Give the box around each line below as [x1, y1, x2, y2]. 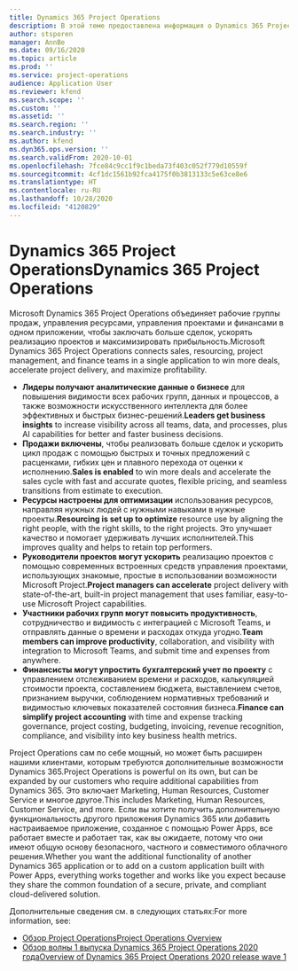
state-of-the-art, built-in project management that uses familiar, [21, 589, 255, 599]
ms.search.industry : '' [9, 129, 98, 137]
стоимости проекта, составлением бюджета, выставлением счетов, [21, 683, 282, 693]
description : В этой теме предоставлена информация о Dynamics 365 [9, 21, 264, 30]
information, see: [9, 915, 71, 926]
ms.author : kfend [9, 137, 74, 145]
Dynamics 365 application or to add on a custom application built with [9, 860, 264, 871]
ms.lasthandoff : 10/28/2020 [9, 194, 114, 204]
